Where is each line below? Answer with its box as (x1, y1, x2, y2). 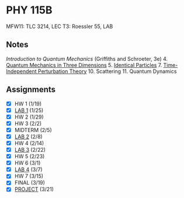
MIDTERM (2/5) (14, 126, 53, 133)
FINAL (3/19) (14, 179, 46, 186)
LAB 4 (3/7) (14, 166, 43, 173)
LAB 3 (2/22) (14, 147, 46, 153)
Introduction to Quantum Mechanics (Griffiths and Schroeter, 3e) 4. (6, 55, 168, 62)
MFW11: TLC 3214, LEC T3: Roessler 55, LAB (6, 23, 113, 30)
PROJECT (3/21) (14, 186, 54, 193)
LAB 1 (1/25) (14, 106, 44, 114)
